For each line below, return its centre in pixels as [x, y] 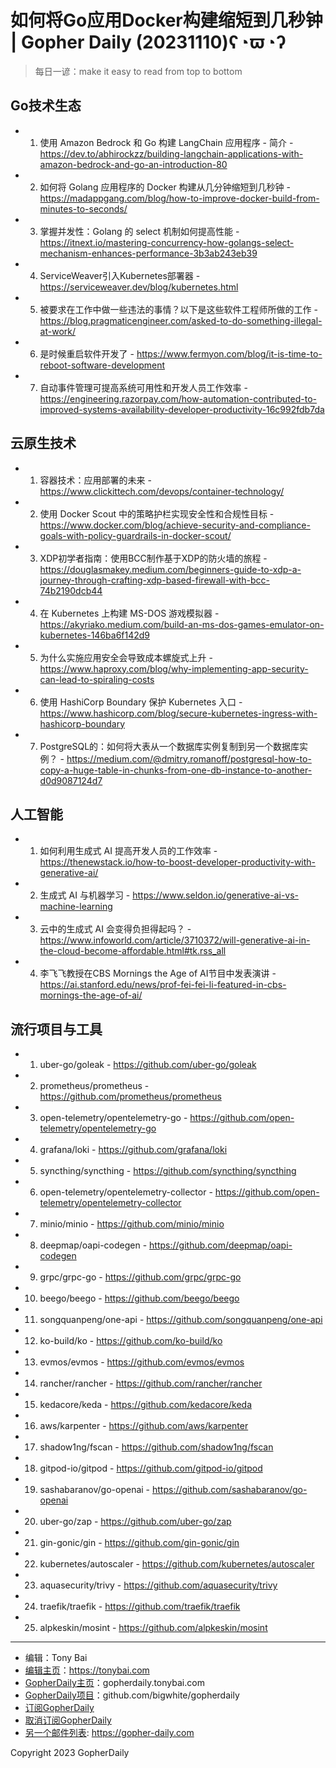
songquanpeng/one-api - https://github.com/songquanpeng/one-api [181, 1320]
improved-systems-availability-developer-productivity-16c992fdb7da [182, 409]
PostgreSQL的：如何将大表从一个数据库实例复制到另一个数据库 [169, 746]
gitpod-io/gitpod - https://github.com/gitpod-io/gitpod [151, 1468]
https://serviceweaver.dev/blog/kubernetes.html [139, 287]
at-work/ [58, 331]
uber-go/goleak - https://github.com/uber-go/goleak [148, 1065]
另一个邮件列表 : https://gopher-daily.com [109, 1733]
